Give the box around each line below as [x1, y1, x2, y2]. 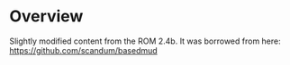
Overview [9, 6, 84, 27]
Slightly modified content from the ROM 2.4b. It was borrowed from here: [9, 36, 281, 46]
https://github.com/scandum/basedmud [9, 45, 158, 55]
